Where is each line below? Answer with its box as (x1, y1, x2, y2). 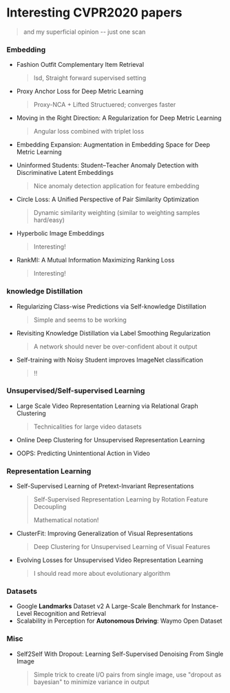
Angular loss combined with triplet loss (33, 127, 145, 136)
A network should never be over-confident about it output (33, 342, 198, 351)
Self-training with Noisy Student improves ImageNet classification (16, 355, 204, 364)
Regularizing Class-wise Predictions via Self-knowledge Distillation (16, 302, 207, 311)
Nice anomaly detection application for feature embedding (33, 182, 200, 190)
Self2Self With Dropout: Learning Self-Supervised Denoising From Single (16, 650, 224, 658)
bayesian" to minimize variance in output (33, 677, 149, 686)
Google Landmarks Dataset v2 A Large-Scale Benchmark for (16, 602, 190, 610)
